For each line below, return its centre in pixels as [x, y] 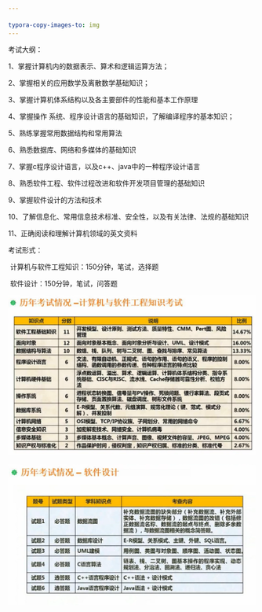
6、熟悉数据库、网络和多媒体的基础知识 [72, 149]
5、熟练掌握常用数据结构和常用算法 [65, 133]
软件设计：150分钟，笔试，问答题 [64, 283]
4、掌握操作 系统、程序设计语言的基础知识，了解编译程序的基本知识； [121, 116]
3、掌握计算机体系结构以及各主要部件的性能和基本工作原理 [103, 99]
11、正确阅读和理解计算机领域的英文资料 [73, 233]
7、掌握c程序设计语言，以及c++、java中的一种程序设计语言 [104, 166]
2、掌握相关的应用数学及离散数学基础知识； [79, 83]
